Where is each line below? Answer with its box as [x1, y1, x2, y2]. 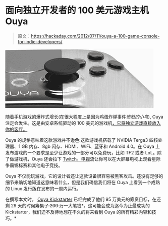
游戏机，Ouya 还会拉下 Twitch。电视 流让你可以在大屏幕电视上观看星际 [14, 156, 161, 162]
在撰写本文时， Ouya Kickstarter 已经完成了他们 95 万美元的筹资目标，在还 [5, 196, 161, 202]
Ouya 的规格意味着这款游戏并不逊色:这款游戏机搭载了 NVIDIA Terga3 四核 [5, 137, 158, 143]
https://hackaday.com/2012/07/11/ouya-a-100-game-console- [31, 33, 160, 39]
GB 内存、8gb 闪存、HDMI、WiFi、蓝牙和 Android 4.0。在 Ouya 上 [21, 143, 160, 149]
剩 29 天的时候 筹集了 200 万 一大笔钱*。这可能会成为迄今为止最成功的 [5, 202, 150, 208]
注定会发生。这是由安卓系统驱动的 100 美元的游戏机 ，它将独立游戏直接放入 [5, 120, 161, 126]
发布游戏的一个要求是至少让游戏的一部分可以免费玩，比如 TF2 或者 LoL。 [5, 149, 157, 155]
